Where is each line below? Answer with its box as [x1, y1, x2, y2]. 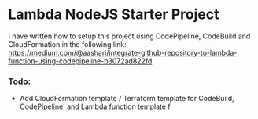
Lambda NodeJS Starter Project [8, 5, 219, 23]
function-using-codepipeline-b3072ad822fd [8, 56, 153, 66]
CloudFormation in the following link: [8, 39, 127, 49]
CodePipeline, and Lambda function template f [19, 102, 171, 111]
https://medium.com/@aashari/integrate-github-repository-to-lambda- [8, 48, 238, 57]
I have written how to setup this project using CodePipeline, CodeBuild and [8, 31, 251, 41]
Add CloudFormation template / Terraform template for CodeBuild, [19, 94, 234, 103]
